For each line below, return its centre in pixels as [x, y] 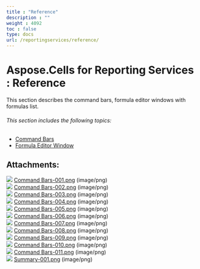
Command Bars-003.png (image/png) [61, 194]
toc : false [21, 29]
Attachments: [33, 165]
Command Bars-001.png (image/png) [60, 180]
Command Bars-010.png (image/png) [60, 245]
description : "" [28, 18]
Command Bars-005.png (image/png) [61, 209]
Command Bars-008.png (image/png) [61, 230]
